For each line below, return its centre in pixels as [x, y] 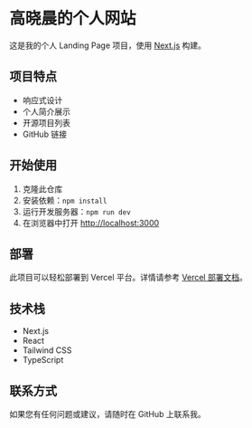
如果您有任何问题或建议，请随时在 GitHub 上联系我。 [107, 414]
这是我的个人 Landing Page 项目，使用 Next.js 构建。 [107, 45]
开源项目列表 [46, 122]
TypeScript [43, 360]
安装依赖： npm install [65, 200]
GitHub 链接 [45, 134]
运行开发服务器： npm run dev [76, 211]
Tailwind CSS [47, 350]
